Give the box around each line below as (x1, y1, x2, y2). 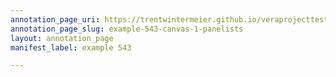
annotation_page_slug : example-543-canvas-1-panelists (10, 24, 244, 34)
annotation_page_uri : (10, 14, 101, 25)
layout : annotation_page (10, 33, 114, 43)
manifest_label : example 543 (10, 42, 132, 53)
